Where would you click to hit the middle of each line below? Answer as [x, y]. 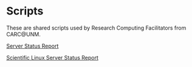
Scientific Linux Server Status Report [52, 57]
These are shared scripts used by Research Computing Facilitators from [96, 28]
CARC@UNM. [24, 34]
